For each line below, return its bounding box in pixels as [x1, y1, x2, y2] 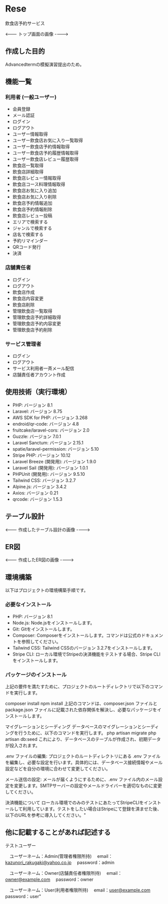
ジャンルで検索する [12, 225, 53, 231]
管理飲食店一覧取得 [12, 308, 53, 314]
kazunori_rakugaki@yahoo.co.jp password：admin [5, 859, 115, 865]
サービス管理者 [5, 340, 42, 347]
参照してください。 [21, 638, 61, 644]
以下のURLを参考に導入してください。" [5, 812, 86, 818]
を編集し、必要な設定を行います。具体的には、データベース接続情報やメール [5, 759, 163, 765]
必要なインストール [5, 601, 52, 608]
